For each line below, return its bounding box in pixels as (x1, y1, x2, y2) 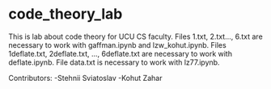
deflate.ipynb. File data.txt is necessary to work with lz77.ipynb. (8, 57, 220, 67)
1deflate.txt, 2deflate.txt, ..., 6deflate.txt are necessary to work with (8, 49, 233, 58)
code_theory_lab (8, 5, 123, 23)
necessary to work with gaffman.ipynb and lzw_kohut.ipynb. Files (8, 40, 227, 49)
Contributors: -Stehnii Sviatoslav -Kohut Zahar (8, 73, 163, 83)
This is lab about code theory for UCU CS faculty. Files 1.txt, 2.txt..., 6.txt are (8, 32, 263, 41)
